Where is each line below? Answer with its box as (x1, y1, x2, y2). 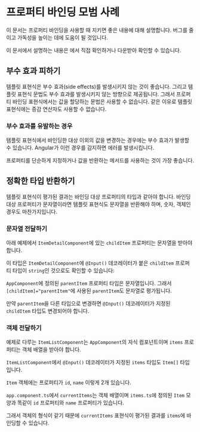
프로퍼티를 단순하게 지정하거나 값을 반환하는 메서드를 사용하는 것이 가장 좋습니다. (6, 157, 195, 164)
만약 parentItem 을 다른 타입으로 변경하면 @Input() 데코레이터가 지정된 (6, 300, 171, 307)
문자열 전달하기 (6, 224, 48, 232)
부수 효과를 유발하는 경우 (6, 122, 73, 130)
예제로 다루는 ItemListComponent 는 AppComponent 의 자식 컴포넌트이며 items (6, 339, 183, 346)
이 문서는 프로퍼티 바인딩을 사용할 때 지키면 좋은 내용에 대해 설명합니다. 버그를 (6, 26, 188, 34)
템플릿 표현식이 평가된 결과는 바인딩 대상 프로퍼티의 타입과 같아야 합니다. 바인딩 (6, 193, 191, 200)
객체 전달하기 (6, 324, 42, 333)
